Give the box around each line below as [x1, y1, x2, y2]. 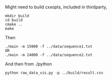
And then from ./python [5, 61, 52, 67]
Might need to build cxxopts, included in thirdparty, [5, 4, 108, 10]
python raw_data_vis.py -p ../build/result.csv [5, 70, 104, 75]
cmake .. [5, 22, 23, 27]
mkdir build [5, 14, 29, 18]
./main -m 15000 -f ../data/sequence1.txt [5, 44, 93, 49]
